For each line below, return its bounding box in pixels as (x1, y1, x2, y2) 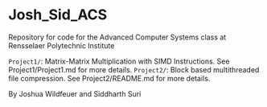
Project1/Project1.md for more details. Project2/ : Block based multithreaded (8, 64, 260, 74)
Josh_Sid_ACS (8, 6, 108, 24)
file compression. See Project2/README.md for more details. (8, 73, 211, 83)
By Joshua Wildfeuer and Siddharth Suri (8, 88, 142, 98)
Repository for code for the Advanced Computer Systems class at (8, 32, 227, 42)
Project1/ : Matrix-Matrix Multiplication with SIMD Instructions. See (8, 56, 230, 66)
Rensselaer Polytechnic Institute (8, 40, 115, 50)
